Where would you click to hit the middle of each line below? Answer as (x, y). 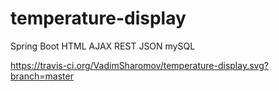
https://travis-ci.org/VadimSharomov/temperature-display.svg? (139, 65)
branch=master (42, 76)
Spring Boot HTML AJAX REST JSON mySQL (103, 46)
